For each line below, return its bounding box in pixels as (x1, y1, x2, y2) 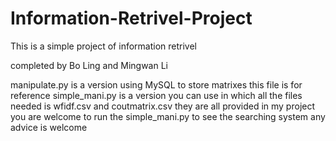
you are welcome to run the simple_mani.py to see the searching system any (10, 110, 326, 122)
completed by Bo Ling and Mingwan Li (10, 59, 168, 71)
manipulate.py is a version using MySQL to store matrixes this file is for (10, 78, 303, 91)
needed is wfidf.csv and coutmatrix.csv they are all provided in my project (10, 100, 316, 112)
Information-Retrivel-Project (10, 7, 253, 30)
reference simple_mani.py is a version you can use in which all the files (10, 89, 303, 101)
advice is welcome (10, 121, 88, 133)
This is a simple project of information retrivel (10, 40, 197, 52)
